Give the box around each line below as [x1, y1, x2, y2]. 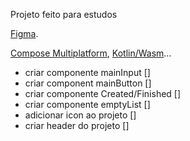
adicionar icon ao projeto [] [24, 109, 137, 121]
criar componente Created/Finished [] [24, 88, 182, 99]
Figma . [10, 28, 39, 39]
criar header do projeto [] [24, 120, 130, 131]
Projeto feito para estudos [10, 9, 118, 20]
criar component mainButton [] [24, 77, 152, 89]
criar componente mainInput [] [24, 67, 151, 78]
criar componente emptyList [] [24, 99, 151, 110]
